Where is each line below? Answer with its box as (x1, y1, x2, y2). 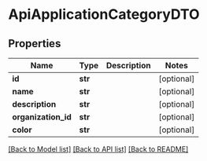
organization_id (12, 112, 72, 123)
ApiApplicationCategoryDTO (8, 5, 200, 24)
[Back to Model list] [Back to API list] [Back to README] (8, 145, 189, 154)
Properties (8, 37, 61, 50)
